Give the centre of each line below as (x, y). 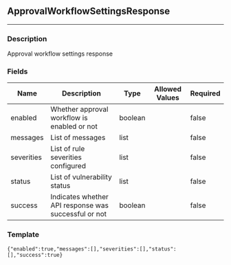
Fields (18, 71)
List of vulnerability (81, 177)
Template (23, 235)
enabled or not (74, 126)
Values (168, 97)
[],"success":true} (35, 255)
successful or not (78, 214)
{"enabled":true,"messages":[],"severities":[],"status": (92, 249)
